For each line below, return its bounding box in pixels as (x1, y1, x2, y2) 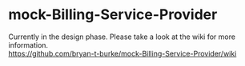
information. (8, 40, 49, 49)
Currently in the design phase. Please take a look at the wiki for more (8, 32, 236, 41)
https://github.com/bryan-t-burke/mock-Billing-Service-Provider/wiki (8, 49, 237, 58)
